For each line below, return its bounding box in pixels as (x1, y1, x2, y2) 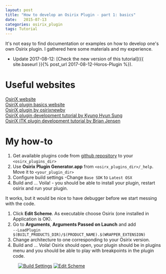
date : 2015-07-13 (5, 17, 47, 22)
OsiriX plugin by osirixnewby (5, 107, 65, 113)
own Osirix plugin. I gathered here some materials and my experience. (5, 46, 153, 52)
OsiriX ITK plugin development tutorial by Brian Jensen (5, 118, 121, 124)
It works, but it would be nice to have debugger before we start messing (5, 195, 157, 201)
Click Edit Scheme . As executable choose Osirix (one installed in (12, 211, 149, 216)
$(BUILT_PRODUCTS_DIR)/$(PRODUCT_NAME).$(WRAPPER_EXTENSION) (12, 232, 146, 237)
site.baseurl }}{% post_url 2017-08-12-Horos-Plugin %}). (12, 61, 133, 67)
